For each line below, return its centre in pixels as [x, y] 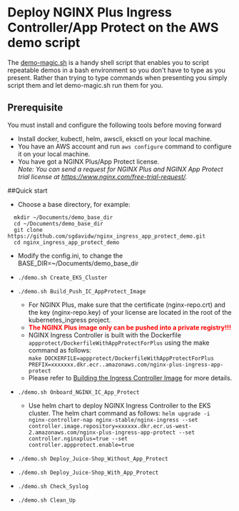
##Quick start [27, 191]
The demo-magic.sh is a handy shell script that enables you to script [108, 62]
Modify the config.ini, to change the [70, 255]
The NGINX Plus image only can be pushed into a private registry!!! [130, 327]
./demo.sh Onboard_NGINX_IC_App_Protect [78, 392]
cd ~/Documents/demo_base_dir [59, 223]
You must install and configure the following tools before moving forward [115, 125]
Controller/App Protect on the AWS [113, 27]
